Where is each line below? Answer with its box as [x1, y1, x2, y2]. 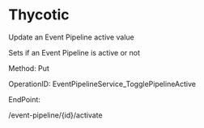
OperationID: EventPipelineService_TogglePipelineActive [8, 79, 197, 89]
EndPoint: [8, 94, 40, 104]
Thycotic [8, 6, 70, 24]
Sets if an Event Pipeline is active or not [8, 47, 140, 57]
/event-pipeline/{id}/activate [8, 110, 103, 120]
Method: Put [8, 63, 50, 73]
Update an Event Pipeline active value [8, 32, 135, 42]
